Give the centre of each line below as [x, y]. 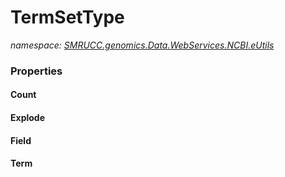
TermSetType [67, 17]
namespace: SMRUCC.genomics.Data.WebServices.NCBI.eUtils [142, 45]
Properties [36, 71]
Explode [27, 118]
